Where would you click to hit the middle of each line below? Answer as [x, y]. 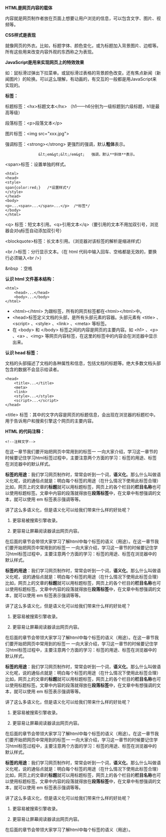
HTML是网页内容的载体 [29, 8]
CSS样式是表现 [21, 35]
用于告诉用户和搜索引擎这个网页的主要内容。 [51, 421]
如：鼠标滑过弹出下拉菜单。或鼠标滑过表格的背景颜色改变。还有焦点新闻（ [81, 73]
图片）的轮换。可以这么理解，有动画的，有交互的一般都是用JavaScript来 [83, 79]
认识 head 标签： [22, 353]
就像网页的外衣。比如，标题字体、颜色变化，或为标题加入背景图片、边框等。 [83, 46]
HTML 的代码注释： [25, 431]
